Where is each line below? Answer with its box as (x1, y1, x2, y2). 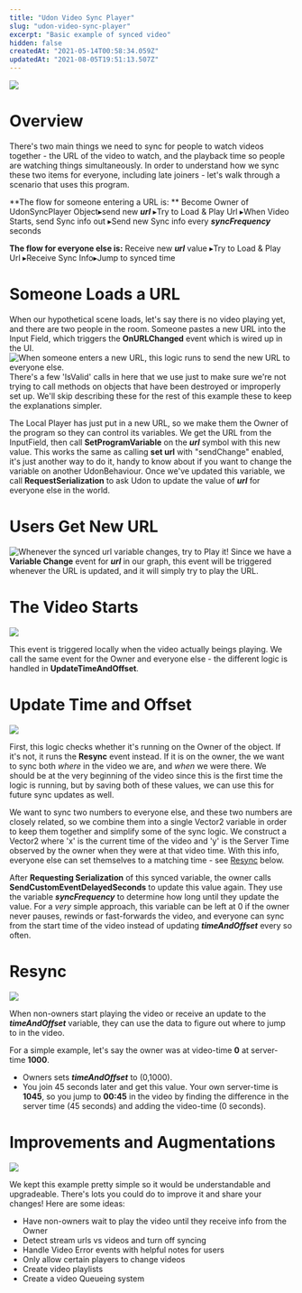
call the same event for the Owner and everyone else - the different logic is (9, 653, 288, 664)
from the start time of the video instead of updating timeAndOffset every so (9, 919, 293, 930)
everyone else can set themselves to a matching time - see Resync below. (9, 854, 285, 865)
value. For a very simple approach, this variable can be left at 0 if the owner (9, 900, 290, 911)
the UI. (9, 342, 34, 353)
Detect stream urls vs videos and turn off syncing (22, 1234, 207, 1245)
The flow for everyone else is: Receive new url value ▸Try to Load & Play (9, 243, 281, 254)
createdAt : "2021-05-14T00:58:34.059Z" (9, 47, 160, 56)
